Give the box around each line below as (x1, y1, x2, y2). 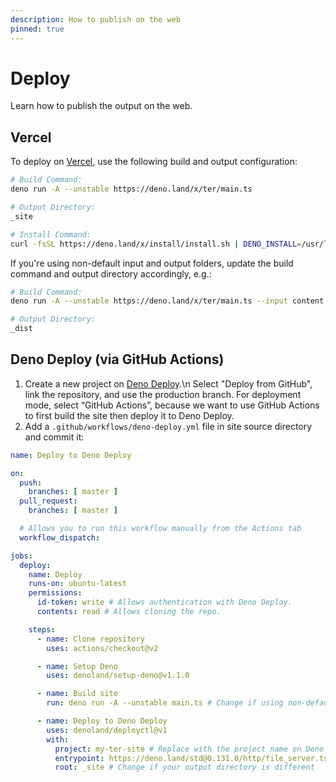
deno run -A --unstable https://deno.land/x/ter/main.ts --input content (10, 296, 325, 306)
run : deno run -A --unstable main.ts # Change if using (46, 698, 284, 708)
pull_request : (19, 496, 78, 506)
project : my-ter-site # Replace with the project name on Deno (54, 744, 325, 754)
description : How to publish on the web (10, 14, 182, 25)
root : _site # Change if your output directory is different (54, 762, 315, 773)
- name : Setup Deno (36, 661, 118, 671)
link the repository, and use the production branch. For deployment (24, 388, 302, 400)
